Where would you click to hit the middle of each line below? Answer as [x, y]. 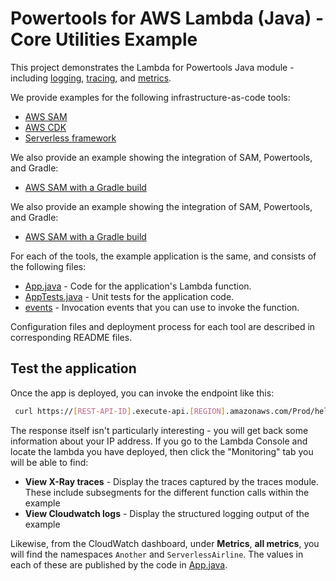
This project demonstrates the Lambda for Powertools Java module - [152, 67]
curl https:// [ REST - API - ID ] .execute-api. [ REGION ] [120, 411]
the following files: [48, 266]
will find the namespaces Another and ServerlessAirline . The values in [157, 554]
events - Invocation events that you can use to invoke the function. [162, 307]
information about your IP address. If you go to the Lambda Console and [159, 441]
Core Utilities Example [104, 39]
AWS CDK [45, 127]
